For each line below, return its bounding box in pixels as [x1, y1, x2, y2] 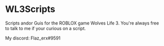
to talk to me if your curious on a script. [5, 25, 86, 31]
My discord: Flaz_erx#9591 [5, 35, 61, 41]
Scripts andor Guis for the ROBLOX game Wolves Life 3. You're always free [5, 20, 160, 26]
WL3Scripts [5, 3, 56, 15]
